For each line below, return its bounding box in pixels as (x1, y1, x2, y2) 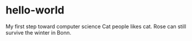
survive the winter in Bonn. (5, 29, 72, 36)
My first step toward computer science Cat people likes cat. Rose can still (5, 23, 186, 30)
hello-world (5, 4, 65, 17)
